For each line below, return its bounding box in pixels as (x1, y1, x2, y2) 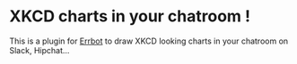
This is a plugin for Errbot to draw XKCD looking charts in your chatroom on (9, 36, 289, 46)
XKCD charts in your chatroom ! (9, 6, 251, 27)
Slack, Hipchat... (9, 44, 70, 55)
